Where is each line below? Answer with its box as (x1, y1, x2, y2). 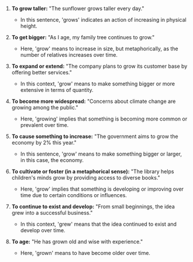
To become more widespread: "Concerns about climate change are (11, 98, 176, 105)
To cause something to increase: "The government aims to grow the (11, 133, 178, 140)
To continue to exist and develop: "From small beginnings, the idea (11, 203, 175, 210)
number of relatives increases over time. (20, 51, 118, 58)
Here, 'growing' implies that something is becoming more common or (20, 115, 188, 122)
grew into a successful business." (11, 209, 93, 216)
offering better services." (11, 69, 72, 75)
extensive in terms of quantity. (20, 87, 94, 93)
